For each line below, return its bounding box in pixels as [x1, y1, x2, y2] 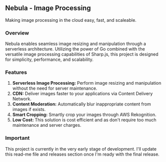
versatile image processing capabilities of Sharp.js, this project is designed [5, 52, 159, 57]
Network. [12, 96, 32, 102]
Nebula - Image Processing [5, 4, 91, 12]
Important [5, 135, 30, 142]
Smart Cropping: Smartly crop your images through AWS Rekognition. [12, 111, 157, 118]
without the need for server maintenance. [12, 85, 98, 91]
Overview [5, 29, 29, 36]
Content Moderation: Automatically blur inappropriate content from [12, 101, 152, 107]
